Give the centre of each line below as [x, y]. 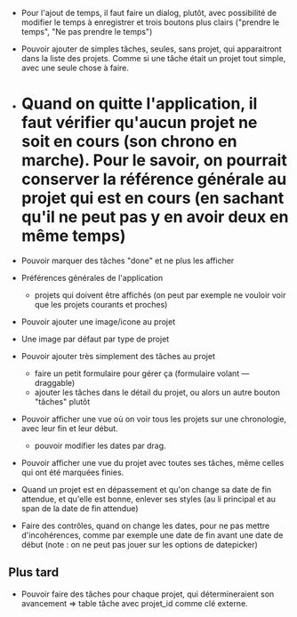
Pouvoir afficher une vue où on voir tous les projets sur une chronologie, [153, 419]
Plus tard [34, 573]
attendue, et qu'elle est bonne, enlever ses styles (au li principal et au [148, 499]
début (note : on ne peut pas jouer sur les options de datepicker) [140, 544]
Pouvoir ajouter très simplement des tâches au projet [118, 356]
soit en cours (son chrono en [129, 142]
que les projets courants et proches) [101, 304]
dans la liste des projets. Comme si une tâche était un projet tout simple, [153, 58]
